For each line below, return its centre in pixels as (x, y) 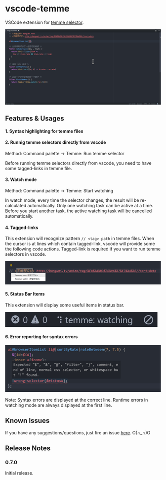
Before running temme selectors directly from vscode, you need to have (78, 163)
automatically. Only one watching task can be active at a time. (90, 205)
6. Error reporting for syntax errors (41, 337)
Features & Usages (35, 118)
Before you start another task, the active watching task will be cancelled (79, 211)
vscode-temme (37, 9)
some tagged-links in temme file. (39, 168)
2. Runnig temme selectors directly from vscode (56, 142)
